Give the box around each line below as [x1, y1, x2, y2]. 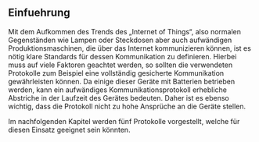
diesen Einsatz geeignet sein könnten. [8, 125, 131, 134]
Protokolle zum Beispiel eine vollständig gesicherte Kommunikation [8, 68, 225, 77]
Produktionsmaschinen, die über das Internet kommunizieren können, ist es [8, 43, 252, 53]
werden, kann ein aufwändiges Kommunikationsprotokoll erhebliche [8, 85, 227, 94]
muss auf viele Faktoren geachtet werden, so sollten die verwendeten [8, 60, 233, 69]
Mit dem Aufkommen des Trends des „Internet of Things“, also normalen [8, 27, 241, 36]
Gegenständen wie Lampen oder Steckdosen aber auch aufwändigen [8, 35, 232, 44]
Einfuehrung [8, 6, 70, 20]
